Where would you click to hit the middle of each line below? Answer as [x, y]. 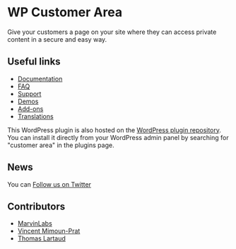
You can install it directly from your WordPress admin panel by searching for [118, 137]
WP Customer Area [65, 12]
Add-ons [30, 109]
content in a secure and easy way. [57, 39]
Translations [36, 116]
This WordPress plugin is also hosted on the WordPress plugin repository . [114, 130]
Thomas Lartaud [41, 238]
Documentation [40, 79]
